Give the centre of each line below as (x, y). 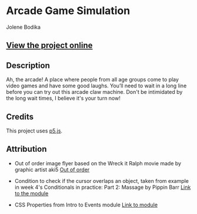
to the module (31, 193)
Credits (20, 116)
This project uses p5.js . (34, 131)
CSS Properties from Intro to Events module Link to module (86, 205)
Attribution (26, 149)
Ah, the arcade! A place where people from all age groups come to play (93, 80)
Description (28, 65)
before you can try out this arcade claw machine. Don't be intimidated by (94, 92)
